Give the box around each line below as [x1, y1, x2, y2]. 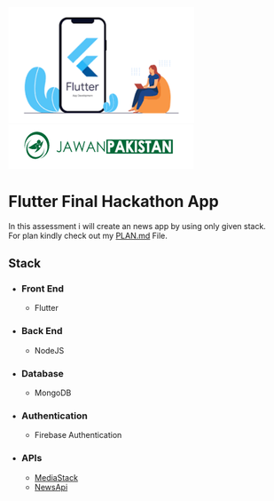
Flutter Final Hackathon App [8, 191, 219, 211]
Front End [20, 282, 64, 295]
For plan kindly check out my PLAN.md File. [8, 230, 168, 241]
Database [20, 367, 64, 379]
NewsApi [34, 481, 68, 492]
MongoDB [34, 387, 72, 398]
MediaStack [34, 472, 79, 482]
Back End [20, 325, 63, 338]
